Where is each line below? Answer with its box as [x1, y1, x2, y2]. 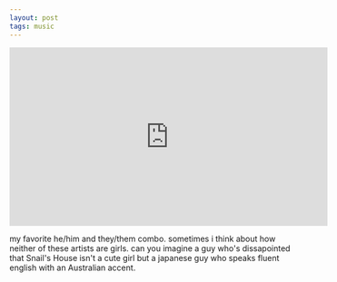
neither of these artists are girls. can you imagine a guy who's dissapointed [9, 242, 291, 254]
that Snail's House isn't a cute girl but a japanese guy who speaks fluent [9, 252, 280, 263]
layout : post [9, 13, 59, 23]
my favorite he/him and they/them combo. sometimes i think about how [9, 233, 276, 244]
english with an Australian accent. [9, 262, 136, 273]
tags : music [9, 22, 55, 31]
